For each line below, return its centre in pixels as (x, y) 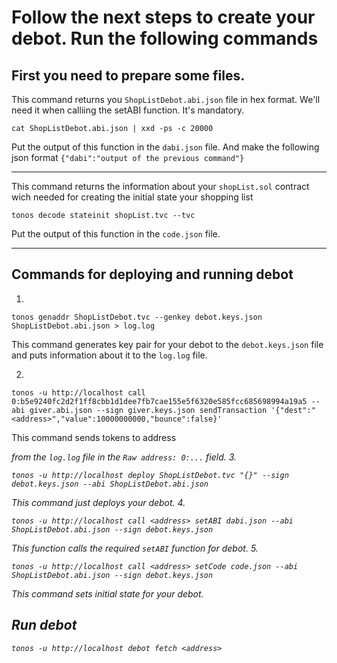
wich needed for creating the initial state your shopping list (132, 197)
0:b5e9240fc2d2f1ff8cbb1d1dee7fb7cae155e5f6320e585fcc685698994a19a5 (159, 401)
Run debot (44, 625)
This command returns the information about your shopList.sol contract (160, 186)
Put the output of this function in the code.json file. (116, 234)
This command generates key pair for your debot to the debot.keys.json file (167, 344)
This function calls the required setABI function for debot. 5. (135, 548)
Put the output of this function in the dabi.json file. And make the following (165, 147)
